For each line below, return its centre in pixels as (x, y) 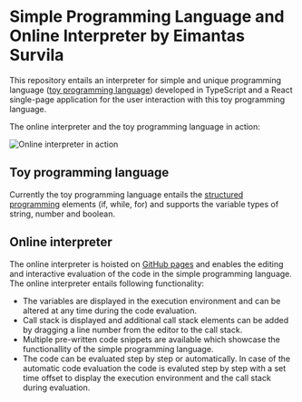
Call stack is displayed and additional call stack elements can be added (155, 320)
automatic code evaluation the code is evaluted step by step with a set (154, 368)
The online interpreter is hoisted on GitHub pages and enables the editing (146, 263)
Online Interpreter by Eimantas (127, 36)
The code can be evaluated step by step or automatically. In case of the (156, 359)
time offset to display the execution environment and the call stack (147, 378)
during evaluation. (56, 388)
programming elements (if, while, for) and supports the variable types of (144, 204)
